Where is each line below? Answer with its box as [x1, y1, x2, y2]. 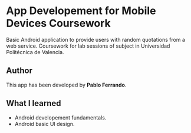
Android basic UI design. [14, 120, 75, 127]
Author [6, 66, 32, 76]
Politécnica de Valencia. [6, 48, 64, 55]
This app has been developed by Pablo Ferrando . [6, 81, 127, 88]
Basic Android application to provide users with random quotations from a [6, 36, 186, 43]
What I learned [6, 98, 61, 108]
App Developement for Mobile [6, 4, 156, 18]
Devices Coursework [6, 16, 111, 30]
